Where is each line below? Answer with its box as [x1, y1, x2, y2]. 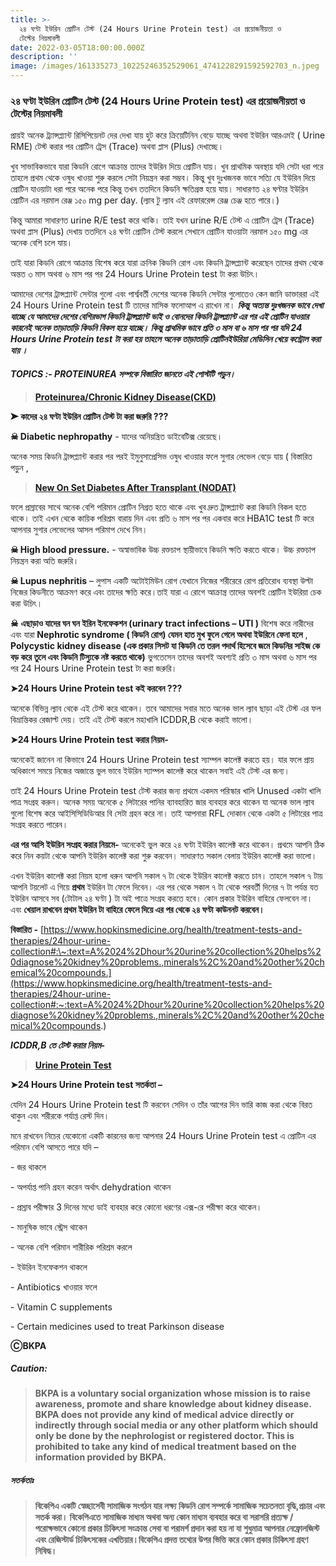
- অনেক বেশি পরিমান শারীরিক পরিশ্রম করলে [10, 1241, 133, 1253]
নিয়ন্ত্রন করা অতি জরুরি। [10, 554, 80, 566]
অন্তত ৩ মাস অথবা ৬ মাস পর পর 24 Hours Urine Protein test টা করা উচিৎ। [10, 268, 260, 280]
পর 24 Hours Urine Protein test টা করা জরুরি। [10, 662, 178, 674]
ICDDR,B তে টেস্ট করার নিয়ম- [10, 1039, 106, 1051]
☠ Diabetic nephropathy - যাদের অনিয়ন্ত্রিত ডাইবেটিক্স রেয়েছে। [10, 430, 223, 442]
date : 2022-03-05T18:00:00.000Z [10, 42, 145, 53]
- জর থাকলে [10, 1161, 47, 1173]
